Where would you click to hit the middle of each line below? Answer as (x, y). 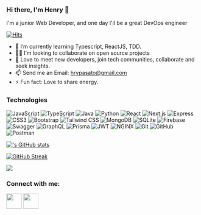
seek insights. (33, 66)
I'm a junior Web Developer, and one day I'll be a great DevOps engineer (97, 23)
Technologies (27, 100)
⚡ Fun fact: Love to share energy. (57, 82)
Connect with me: (33, 183)
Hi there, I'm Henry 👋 (37, 10)
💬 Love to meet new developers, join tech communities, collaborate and (105, 60)
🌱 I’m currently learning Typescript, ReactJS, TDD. (78, 47)
